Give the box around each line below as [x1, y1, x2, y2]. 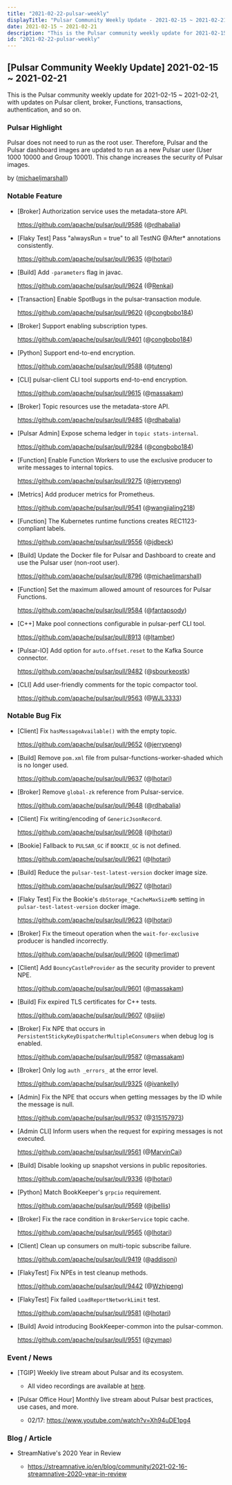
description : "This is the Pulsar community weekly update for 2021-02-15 [7, 29, 227, 37]
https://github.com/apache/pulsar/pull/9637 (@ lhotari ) [17, 774, 173, 782]
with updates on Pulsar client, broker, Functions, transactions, [7, 98, 183, 106]
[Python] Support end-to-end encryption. [17, 348, 135, 357]
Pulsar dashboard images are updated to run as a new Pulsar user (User [7, 146, 213, 154]
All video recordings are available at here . [27, 1382, 146, 1390]
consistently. [17, 241, 54, 249]
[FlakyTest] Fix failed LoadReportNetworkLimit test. [17, 1295, 161, 1304]
